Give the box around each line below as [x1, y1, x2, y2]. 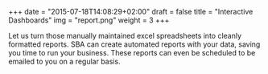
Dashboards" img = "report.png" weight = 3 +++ [8, 15, 170, 25]
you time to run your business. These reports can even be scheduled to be [8, 48, 256, 57]
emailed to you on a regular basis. [8, 56, 121, 66]
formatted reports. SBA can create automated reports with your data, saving [8, 39, 261, 49]
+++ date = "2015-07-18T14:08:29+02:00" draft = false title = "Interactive [8, 7, 254, 16]
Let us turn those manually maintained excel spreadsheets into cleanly [8, 31, 242, 40]
